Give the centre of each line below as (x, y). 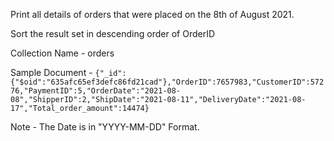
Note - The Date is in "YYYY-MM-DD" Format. (105, 127)
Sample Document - (51, 72)
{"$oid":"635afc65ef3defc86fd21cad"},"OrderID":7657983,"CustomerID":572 (167, 82)
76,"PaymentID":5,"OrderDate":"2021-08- (96, 91)
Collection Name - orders (62, 53)
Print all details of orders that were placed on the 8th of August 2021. (152, 14)
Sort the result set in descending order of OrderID (113, 33)
